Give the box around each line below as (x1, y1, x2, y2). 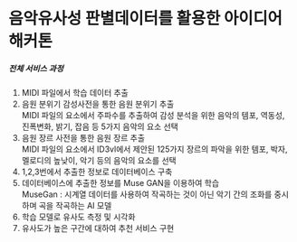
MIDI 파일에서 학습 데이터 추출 (21, 88, 129, 98)
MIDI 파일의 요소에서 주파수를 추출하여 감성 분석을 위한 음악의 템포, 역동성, (21, 110, 285, 121)
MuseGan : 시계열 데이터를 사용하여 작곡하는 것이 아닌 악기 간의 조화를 (21, 189, 273, 200)
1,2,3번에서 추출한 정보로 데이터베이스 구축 (21, 166, 173, 177)
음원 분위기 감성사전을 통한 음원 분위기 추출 (21, 98, 175, 109)
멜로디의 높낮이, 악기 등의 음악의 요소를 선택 (21, 155, 177, 166)
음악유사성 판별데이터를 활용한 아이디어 (8, 8, 283, 29)
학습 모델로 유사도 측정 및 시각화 (21, 211, 136, 222)
